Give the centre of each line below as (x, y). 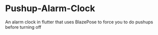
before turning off (23, 27)
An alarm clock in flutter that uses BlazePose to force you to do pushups (79, 22)
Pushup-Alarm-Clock (50, 9)
